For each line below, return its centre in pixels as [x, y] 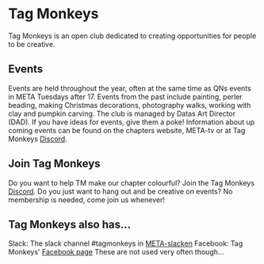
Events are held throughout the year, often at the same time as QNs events [130, 88]
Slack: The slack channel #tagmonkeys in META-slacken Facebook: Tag [126, 243]
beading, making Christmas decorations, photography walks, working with [130, 105]
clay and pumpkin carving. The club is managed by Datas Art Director [122, 113]
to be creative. [32, 44]
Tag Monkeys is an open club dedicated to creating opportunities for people [132, 36]
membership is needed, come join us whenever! [86, 200]
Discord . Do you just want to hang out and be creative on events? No [121, 191]
